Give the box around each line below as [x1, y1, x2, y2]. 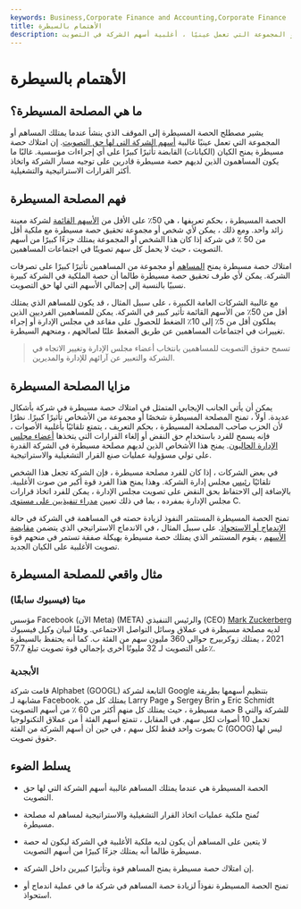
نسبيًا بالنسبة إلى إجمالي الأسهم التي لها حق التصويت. [10, 280, 187, 290]
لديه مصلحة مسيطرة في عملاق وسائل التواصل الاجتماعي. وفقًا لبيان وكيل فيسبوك [10, 623, 280, 635]
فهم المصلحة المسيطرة [10, 191, 127, 206]
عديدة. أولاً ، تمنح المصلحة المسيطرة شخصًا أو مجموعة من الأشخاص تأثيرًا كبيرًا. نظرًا [10, 412, 290, 422]
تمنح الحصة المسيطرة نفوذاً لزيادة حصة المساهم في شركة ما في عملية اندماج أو [22, 880, 289, 890]
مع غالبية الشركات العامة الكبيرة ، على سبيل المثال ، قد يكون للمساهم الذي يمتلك [10, 297, 280, 308]
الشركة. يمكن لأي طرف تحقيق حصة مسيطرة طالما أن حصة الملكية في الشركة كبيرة [10, 270, 291, 282]
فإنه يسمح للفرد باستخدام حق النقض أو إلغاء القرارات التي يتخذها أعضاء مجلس [10, 431, 271, 441]
